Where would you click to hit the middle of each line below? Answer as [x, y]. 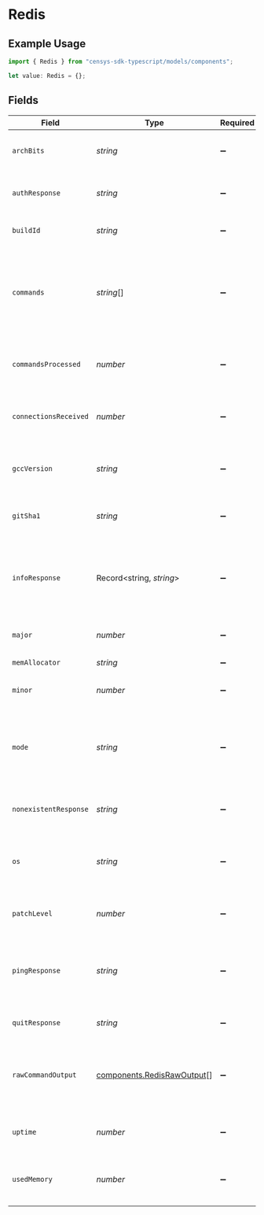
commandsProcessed [46, 364]
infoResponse [37, 578]
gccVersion [32, 469]
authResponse [37, 193]
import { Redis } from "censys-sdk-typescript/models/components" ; [121, 61]
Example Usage [47, 44]
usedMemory [32, 1179]
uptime [24, 1132]
